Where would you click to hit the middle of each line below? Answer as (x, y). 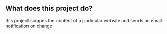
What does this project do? (49, 8)
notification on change (29, 26)
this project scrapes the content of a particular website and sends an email (84, 20)
